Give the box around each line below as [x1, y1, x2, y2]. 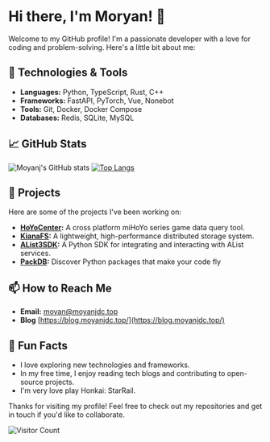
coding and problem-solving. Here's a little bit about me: [8, 42, 196, 52]
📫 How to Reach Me [8, 281, 112, 295]
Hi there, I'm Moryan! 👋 [8, 7, 166, 26]
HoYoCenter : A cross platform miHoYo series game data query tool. [19, 223, 245, 233]
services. [19, 249, 51, 258]
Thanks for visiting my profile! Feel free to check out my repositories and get [8, 402, 263, 411]
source [19, 378, 44, 386]
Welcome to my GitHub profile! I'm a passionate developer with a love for [8, 34, 251, 43]
